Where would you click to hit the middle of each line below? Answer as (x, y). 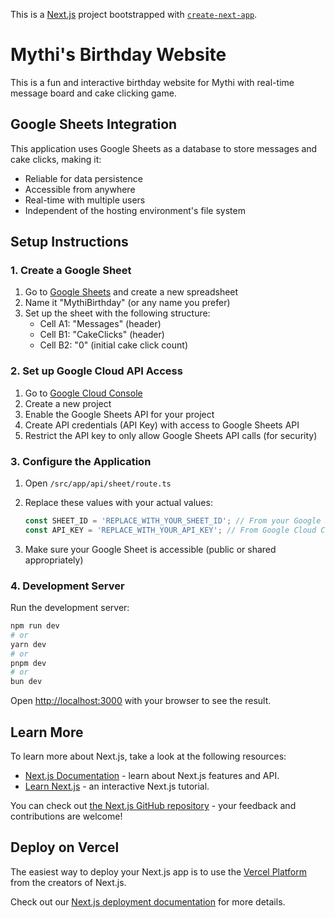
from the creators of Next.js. (68, 882)
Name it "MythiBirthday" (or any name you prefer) (127, 303)
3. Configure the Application (81, 461)
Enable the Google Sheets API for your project (119, 414)
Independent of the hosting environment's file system (135, 210)
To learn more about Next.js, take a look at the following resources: (148, 756)
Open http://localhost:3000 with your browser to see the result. (141, 701)
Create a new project (68, 403)
